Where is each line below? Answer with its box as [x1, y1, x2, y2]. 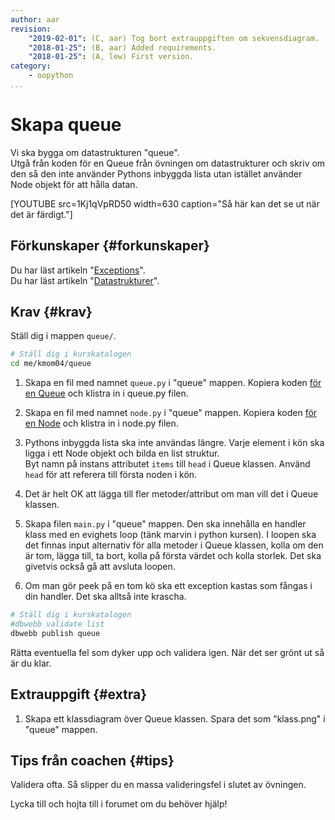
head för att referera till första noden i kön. [24, 469, 198, 481]
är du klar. [10, 657, 52, 669]
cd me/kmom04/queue [10, 359, 92, 369]
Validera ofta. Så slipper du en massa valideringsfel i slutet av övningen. [10, 779, 307, 791]
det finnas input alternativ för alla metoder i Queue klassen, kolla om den [24, 539, 324, 551]
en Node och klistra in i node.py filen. [24, 417, 179, 430]
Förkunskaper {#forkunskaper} [10, 237, 210, 255]
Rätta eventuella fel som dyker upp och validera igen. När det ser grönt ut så [10, 646, 325, 658]
